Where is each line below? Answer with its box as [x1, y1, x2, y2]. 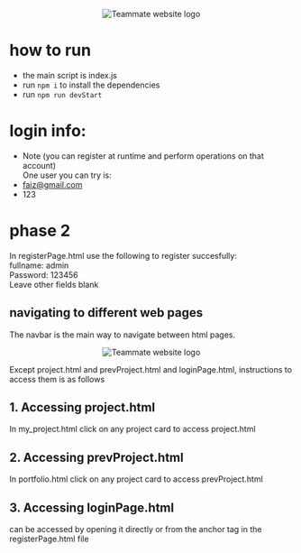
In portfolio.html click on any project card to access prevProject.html [9, 474, 263, 484]
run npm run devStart [22, 88, 103, 99]
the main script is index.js [22, 69, 118, 80]
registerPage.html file [9, 533, 89, 545]
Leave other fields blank [9, 279, 99, 290]
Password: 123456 [9, 269, 78, 280]
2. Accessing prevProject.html [9, 449, 184, 465]
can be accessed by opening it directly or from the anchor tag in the [9, 524, 262, 535]
